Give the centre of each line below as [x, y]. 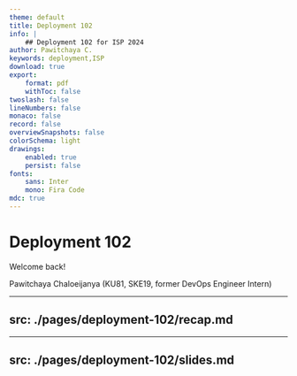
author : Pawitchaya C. [51, 50]
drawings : [27, 149]
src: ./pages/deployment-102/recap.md [121, 320]
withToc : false [53, 91]
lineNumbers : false [45, 108]
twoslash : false [39, 100]
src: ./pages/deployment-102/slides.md [122, 361]
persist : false [53, 165]
